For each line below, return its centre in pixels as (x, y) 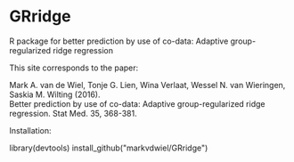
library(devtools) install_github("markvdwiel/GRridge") (109, 148)
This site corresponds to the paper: (74, 68)
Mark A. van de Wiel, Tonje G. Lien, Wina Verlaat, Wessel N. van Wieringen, (147, 85)
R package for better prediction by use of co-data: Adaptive (119, 41)
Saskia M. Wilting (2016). (55, 94)
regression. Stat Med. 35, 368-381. (73, 113)
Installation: (30, 130)
